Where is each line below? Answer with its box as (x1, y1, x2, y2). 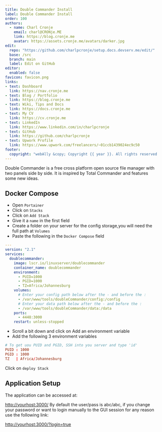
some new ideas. (5, 175, 39, 181)
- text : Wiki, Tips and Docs (5, 102, 64, 107)
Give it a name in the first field (12, 218, 70, 224)
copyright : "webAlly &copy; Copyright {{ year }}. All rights (9, 152, 138, 156)
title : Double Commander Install (5, 7, 73, 12)
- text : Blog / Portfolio (5, 93, 57, 98)
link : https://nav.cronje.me (9, 88, 68, 93)
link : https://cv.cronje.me (9, 115, 66, 121)
